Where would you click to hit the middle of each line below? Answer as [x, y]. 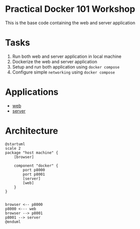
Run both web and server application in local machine [67, 56]
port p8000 [34, 170]
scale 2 [13, 148]
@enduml [13, 222]
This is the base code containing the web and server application [70, 23]
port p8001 [34, 174]
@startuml [15, 144]
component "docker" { [36, 166]
